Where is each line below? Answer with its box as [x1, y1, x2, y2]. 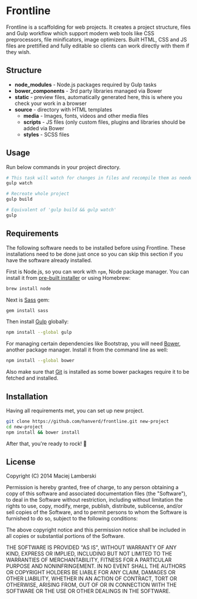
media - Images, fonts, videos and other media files [23, 112, 148, 119]
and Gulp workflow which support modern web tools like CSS [6, 29, 155, 36]
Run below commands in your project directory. [6, 163, 121, 171]
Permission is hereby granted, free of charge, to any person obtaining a [6, 484, 179, 491]
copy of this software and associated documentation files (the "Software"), [6, 490, 188, 497]
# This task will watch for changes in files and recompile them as [6, 175, 177, 181]
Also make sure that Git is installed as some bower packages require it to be [6, 368, 189, 375]
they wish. [6, 48, 31, 55]
